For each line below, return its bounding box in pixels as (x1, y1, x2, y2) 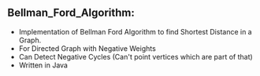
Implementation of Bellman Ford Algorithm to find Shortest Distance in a (18, 27, 253, 36)
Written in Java (18, 60, 69, 70)
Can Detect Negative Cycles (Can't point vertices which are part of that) (18, 52, 253, 61)
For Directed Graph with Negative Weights (18, 43, 157, 53)
